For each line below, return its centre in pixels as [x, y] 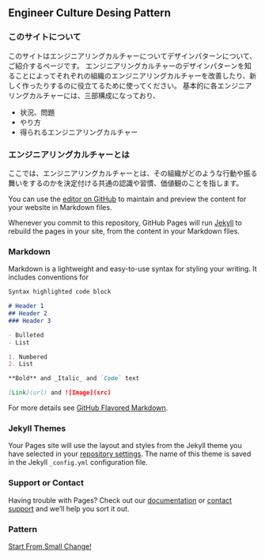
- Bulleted [26, 335]
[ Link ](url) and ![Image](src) [60, 393]
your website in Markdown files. [60, 207]
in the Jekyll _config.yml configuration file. [78, 462]
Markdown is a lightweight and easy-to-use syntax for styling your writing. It [132, 269]
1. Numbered [28, 357]
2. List [21, 364]
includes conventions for [49, 277]
